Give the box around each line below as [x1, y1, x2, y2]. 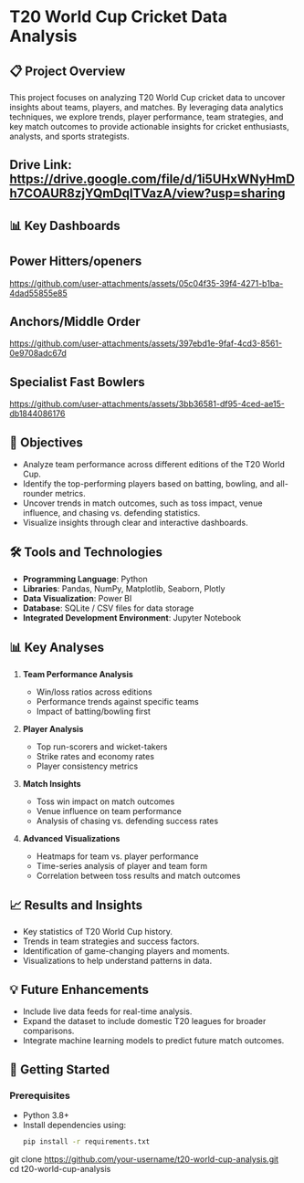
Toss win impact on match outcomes [36, 796, 175, 807]
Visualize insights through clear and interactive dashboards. [22, 518, 248, 529]
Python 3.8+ [22, 1109, 70, 1120]
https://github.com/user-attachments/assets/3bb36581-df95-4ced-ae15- [9, 399, 286, 410]
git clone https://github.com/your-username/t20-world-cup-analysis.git [9, 1153, 279, 1165]
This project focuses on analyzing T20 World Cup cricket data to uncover [9, 92, 286, 102]
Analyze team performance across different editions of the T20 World [22, 459, 286, 470]
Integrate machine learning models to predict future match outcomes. [22, 1035, 285, 1046]
